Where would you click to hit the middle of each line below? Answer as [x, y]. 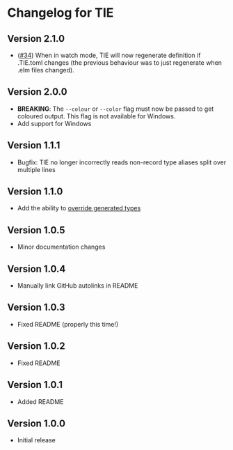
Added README [40, 401]
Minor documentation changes [61, 247]
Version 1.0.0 [37, 423]
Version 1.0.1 [35, 385]
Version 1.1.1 [34, 145]
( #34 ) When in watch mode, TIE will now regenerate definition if [109, 55]
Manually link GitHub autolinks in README [78, 286]
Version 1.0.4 [37, 269]
